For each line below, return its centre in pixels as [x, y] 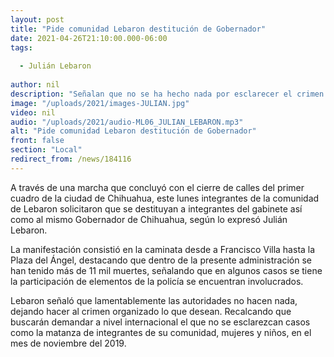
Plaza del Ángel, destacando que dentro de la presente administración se [161, 260]
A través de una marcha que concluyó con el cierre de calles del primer [157, 187]
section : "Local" [46, 150]
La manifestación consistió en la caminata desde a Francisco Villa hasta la [163, 249]
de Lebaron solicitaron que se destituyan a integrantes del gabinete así [156, 208]
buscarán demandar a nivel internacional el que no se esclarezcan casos [160, 322]
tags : [21, 47]
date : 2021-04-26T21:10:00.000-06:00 [89, 38]
